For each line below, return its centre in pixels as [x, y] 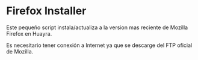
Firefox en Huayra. [29, 33]
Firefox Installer [46, 11]
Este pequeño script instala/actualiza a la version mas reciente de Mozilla [97, 27]
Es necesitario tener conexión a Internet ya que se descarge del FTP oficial [99, 45]
